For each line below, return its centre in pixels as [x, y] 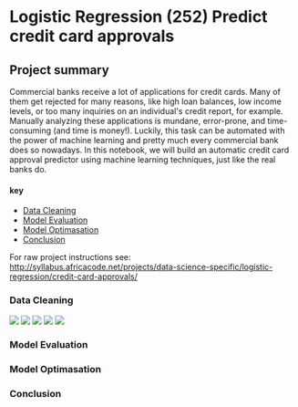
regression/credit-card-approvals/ [74, 277]
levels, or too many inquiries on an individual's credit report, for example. [146, 111]
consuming [31, 130]
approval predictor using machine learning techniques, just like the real [143, 160]
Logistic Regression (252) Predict [139, 17]
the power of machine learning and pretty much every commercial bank [144, 140]
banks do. [28, 169]
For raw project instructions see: [70, 257]
